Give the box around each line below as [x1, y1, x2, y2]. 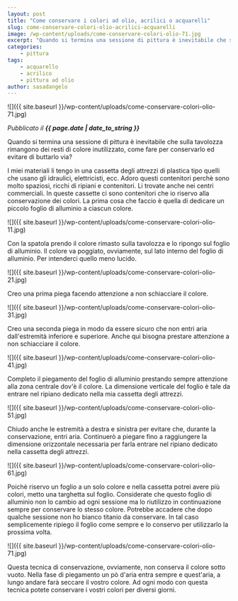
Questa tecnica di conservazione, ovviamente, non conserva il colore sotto [7, 563, 226, 572]
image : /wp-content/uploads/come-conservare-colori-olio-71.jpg [7, 30, 201, 38]
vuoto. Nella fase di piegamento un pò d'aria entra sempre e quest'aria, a [7, 570, 221, 579]
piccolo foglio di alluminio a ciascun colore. [7, 204, 133, 213]
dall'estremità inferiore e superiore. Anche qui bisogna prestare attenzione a [7, 332, 230, 341]
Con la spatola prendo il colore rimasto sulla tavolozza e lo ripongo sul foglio [7, 239, 230, 248]
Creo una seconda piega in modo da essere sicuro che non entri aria [7, 325, 208, 333]
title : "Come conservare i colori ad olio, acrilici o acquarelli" [7, 17, 211, 24]
